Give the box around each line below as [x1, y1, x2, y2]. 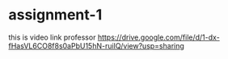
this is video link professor [8, 32, 96, 42]
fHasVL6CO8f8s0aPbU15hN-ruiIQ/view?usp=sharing [8, 40, 184, 50]
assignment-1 [8, 6, 103, 24]
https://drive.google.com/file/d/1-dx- [97, 32, 220, 42]
